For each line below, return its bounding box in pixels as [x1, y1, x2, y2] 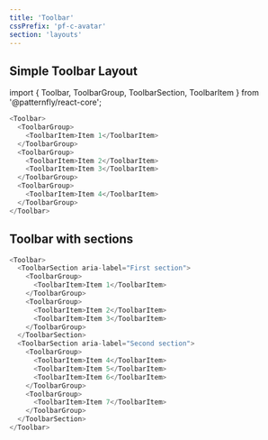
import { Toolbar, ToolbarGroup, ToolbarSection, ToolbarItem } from [9, 87, 259, 98]
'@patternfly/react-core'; [9, 96, 102, 108]
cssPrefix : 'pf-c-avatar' [9, 22, 106, 31]
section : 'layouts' [9, 30, 83, 39]
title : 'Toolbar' [9, 13, 75, 23]
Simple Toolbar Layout [9, 63, 138, 78]
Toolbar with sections [9, 232, 134, 247]
